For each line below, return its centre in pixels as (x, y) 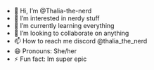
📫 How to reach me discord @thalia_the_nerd (81, 41)
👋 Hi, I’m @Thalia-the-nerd (53, 11)
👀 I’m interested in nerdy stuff (57, 18)
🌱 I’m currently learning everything (64, 26)
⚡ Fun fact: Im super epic (50, 59)
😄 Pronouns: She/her (45, 51)
